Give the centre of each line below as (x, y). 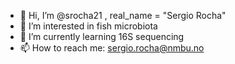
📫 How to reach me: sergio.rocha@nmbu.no (112, 48)
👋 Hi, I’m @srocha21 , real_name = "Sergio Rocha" (123, 15)
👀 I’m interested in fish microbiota (88, 26)
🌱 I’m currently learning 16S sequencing (102, 36)
